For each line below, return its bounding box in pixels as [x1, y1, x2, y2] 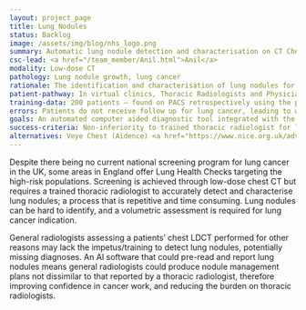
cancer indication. [9, 215, 77, 225]
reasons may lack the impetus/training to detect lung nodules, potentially [9, 242, 283, 253]
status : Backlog [9, 30, 71, 39]
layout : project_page [9, 13, 92, 23]
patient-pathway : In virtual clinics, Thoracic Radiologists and [9, 89, 262, 98]
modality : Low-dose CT [9, 65, 96, 74]
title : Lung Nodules [9, 22, 88, 31]
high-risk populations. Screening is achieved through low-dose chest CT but [9, 175, 297, 186]
